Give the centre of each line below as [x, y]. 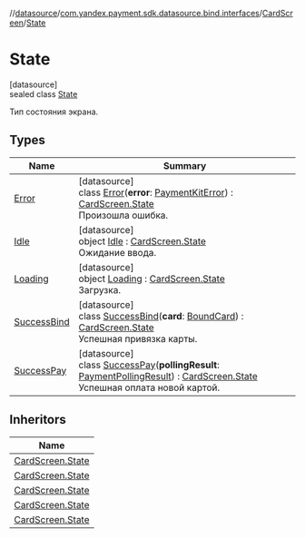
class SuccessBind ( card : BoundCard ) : [161, 316]
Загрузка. [99, 289]
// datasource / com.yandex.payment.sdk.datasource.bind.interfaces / [136, 13]
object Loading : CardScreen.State [152, 279]
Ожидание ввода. [118, 252]
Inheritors [38, 420]
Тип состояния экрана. [54, 112]
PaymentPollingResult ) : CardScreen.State [168, 376]
